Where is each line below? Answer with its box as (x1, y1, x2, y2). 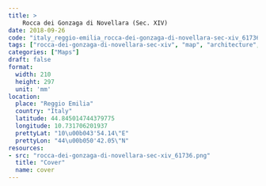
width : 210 (15, 70, 51, 78)
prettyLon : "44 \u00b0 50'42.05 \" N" (15, 136, 129, 145)
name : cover (15, 166, 55, 174)
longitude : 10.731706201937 (15, 122, 108, 130)
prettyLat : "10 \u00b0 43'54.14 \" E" (15, 129, 129, 137)
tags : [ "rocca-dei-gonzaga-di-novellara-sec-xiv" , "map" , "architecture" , (8, 41, 260, 49)
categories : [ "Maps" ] (8, 48, 80, 56)
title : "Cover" (15, 159, 66, 167)
